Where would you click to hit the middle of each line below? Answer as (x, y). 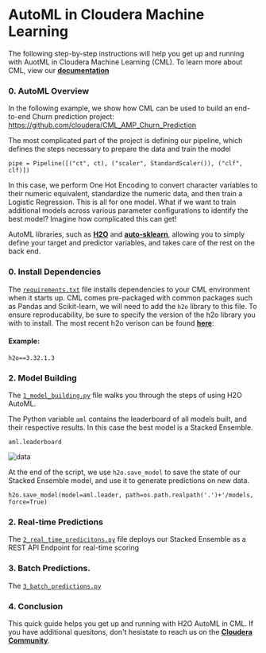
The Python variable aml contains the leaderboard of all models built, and (128, 419)
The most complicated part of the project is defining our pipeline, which (125, 141)
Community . (29, 640)
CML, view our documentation (59, 70)
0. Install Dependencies (55, 272)
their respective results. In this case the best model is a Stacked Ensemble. (131, 427)
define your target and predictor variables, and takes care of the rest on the (132, 243)
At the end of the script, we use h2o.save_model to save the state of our (124, 472)
